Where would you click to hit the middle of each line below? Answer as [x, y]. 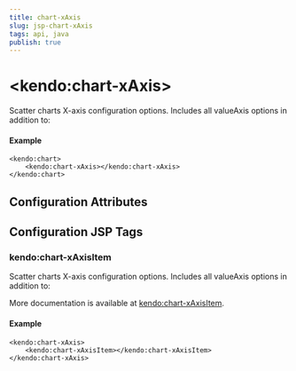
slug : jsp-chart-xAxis [51, 26]
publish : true [35, 42]
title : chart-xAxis [45, 17]
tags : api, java [39, 34]
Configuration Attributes [78, 202]
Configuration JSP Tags [76, 232]
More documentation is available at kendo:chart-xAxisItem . [117, 304]
